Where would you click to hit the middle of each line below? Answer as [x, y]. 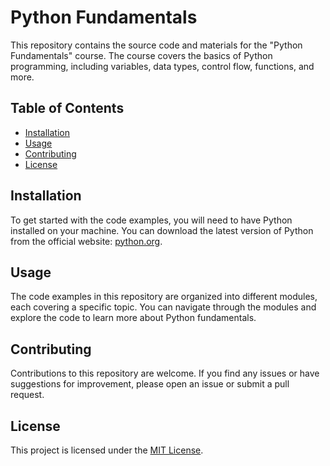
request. [27, 395]
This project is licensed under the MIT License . [107, 450]
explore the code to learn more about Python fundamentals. [133, 318]
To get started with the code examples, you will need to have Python [151, 220]
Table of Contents [67, 108]
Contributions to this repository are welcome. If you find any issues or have [165, 373]
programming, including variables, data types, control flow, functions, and [162, 66]
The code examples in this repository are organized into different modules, [164, 297]
